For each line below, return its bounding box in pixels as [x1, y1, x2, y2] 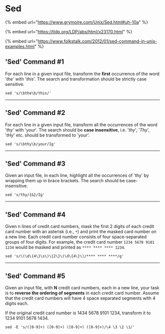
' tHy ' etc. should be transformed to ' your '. [5, 132, 90, 138]
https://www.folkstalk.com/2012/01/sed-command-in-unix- [37, 38, 157, 44]
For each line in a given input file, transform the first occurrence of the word [5, 71, 160, 77]
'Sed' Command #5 [5, 272, 65, 280]
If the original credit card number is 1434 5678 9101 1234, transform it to [5, 310, 151, 316]
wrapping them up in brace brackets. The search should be [5, 178, 125, 184]
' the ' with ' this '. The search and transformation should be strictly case [5, 76, 147, 82]
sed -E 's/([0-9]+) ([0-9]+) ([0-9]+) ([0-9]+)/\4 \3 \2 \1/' [5, 325, 135, 330]
